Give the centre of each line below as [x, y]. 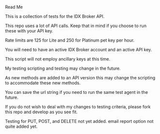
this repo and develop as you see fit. [41, 112]
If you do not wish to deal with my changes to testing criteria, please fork [78, 107]
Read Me [14, 7]
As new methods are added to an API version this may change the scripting [80, 78]
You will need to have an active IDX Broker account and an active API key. [79, 50]
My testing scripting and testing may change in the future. [63, 68]
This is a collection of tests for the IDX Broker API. [55, 16]
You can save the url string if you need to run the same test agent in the [77, 92]
